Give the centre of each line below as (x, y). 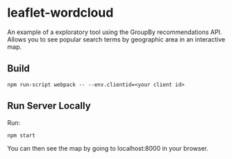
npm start (22, 135)
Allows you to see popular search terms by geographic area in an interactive (116, 39)
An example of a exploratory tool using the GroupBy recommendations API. (115, 32)
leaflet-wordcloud (60, 13)
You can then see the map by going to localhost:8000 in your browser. (108, 148)
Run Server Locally (49, 106)
